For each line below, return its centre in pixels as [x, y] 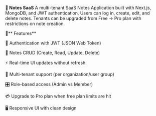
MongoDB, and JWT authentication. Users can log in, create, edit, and [77, 13]
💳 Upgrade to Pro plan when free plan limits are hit [58, 96]
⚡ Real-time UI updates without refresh [45, 63]
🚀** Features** [21, 33]
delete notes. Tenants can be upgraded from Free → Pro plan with [73, 18]
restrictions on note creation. [35, 23]
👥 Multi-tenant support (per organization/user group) [60, 74]
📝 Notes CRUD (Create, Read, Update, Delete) [53, 53]
